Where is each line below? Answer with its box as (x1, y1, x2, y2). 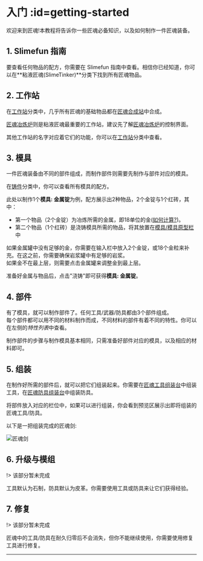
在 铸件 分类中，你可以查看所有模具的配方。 (6, 183, 112, 190)
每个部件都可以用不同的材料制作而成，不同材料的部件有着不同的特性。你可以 (6, 316, 197, 324)
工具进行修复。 (6, 542, 43, 549)
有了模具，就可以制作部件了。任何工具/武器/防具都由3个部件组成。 (6, 309, 172, 316)
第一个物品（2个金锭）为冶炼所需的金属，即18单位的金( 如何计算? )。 (14, 216, 184, 224)
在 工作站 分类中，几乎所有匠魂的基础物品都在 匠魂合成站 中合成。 (6, 107, 165, 115)
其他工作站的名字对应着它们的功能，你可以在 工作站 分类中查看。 (6, 133, 165, 141)
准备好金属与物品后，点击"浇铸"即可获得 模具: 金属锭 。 (6, 272, 142, 279)
